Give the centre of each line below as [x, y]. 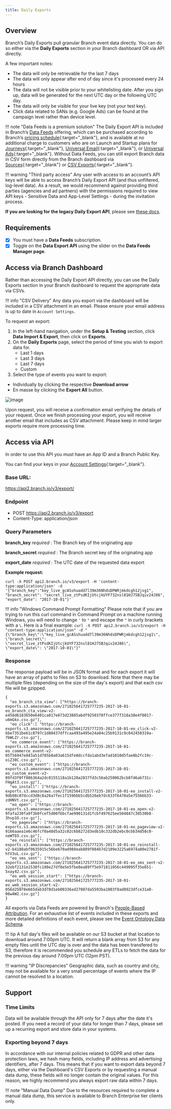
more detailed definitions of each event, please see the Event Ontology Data [85, 919]
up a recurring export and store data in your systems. [61, 1029]
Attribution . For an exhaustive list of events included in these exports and [82, 914]
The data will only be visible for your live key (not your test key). [80, 106]
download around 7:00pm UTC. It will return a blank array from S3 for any [82, 940]
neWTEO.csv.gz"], [24, 836]
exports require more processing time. [45, 426]
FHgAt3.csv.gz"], [24, 782]
